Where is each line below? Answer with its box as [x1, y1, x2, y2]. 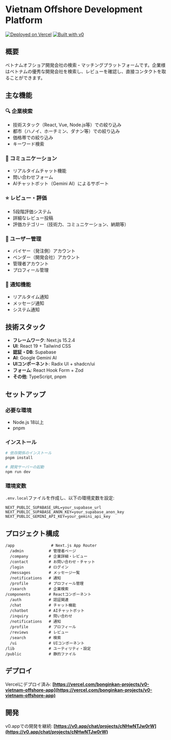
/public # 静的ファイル [5, 652, 77, 657]
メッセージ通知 [12, 300, 44, 306]
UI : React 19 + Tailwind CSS [12, 343, 71, 349]
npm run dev [5, 469, 31, 474]
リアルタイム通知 [12, 294, 49, 300]
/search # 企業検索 [10, 586, 69, 592]
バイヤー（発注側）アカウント [12, 248, 76, 254]
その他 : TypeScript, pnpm [12, 374, 67, 380]
